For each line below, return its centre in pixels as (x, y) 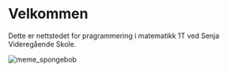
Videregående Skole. (42, 44)
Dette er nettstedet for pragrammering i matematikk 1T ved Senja (114, 36)
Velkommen (48, 14)
